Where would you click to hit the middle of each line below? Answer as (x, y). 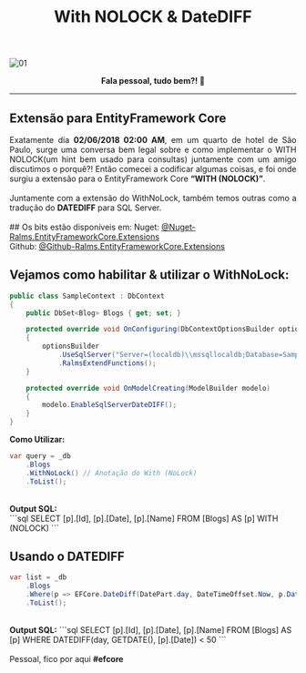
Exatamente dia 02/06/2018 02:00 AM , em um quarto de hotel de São (153, 140)
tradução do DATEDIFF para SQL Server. (86, 208)
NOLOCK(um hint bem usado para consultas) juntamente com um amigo (153, 159)
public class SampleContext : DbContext (87, 296)
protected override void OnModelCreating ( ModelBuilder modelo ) (148, 388)
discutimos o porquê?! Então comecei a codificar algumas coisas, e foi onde (153, 169)
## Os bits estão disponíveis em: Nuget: (84, 227)
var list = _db (38, 577)
